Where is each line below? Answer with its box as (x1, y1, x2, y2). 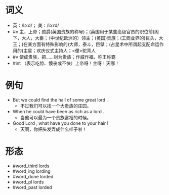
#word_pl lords (12, 179, 44, 185)
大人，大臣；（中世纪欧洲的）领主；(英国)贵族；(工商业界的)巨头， (21, 35, 159, 41)
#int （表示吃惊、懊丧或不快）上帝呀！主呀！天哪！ (12, 60, 120, 66)
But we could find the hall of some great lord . (12, 96, 108, 103)
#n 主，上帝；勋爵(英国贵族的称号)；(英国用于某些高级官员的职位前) (12, 28, 155, 34)
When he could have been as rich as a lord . (12, 108, 105, 114)
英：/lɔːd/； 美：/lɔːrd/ (12, 22, 59, 28)
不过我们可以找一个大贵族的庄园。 (20, 103, 92, 109)
